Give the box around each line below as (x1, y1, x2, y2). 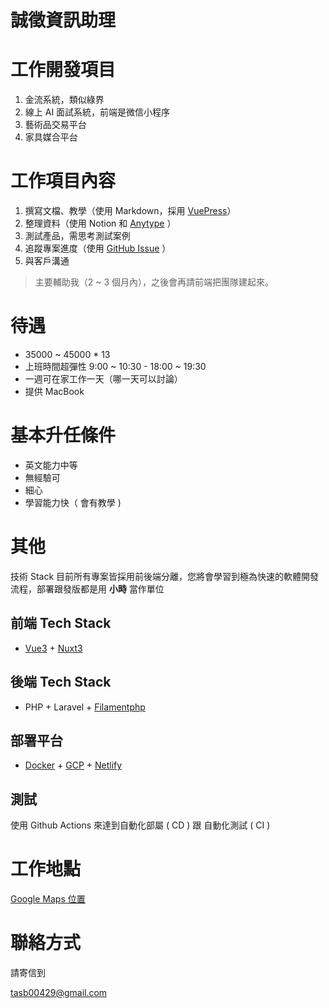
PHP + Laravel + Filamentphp (24, 701, 146, 713)
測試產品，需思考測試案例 (24, 230, 131, 242)
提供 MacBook (24, 386, 85, 397)
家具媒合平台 (24, 131, 78, 143)
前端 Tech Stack (10, 615, 112, 632)
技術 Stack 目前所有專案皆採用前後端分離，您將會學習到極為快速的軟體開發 (10, 570, 320, 582)
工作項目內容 (10, 170, 117, 193)
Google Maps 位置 (10, 893, 86, 905)
